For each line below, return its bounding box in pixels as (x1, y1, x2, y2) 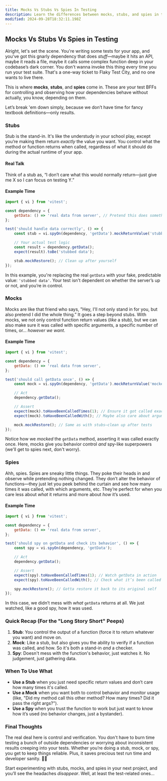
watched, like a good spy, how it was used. (5, 605, 93, 611)
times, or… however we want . (5, 327, 66, 333)
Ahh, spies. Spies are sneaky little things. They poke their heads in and (5, 470, 150, 476)
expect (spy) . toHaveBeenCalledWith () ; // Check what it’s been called (14, 577, 162, 582)
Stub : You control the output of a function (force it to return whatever (12, 629, 154, 635)
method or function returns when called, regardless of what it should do (5, 144, 153, 150)
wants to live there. (5, 75, 44, 81)
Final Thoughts (5, 723, 42, 730)
